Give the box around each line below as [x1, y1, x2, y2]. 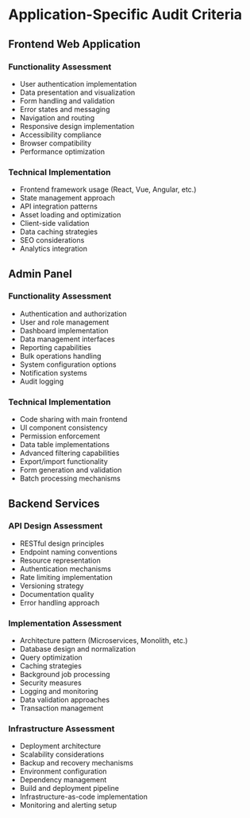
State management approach [19, 193, 115, 203]
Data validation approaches [19, 695, 110, 705]
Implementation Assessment [8, 617, 122, 629]
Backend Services [8, 497, 100, 510]
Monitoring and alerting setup [19, 800, 117, 810]
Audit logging [19, 376, 64, 386]
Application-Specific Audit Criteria [8, 6, 243, 24]
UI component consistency [19, 423, 109, 433]
